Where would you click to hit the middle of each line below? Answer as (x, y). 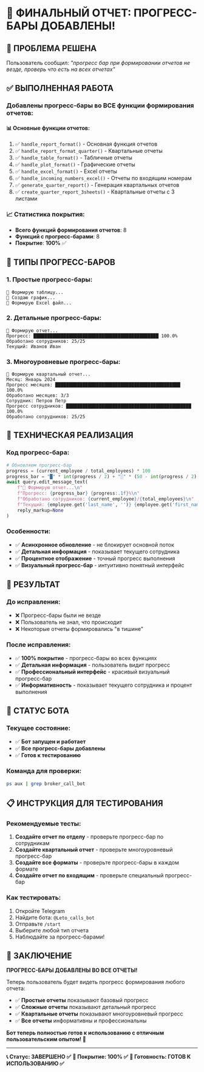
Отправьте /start (38, 924)
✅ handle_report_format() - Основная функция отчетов (86, 144)
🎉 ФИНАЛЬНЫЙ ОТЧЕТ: (69, 13)
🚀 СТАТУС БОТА (38, 711)
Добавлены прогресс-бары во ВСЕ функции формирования (100, 106)
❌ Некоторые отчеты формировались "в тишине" (79, 629)
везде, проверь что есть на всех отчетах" (61, 69)
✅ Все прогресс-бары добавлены (60, 748)
